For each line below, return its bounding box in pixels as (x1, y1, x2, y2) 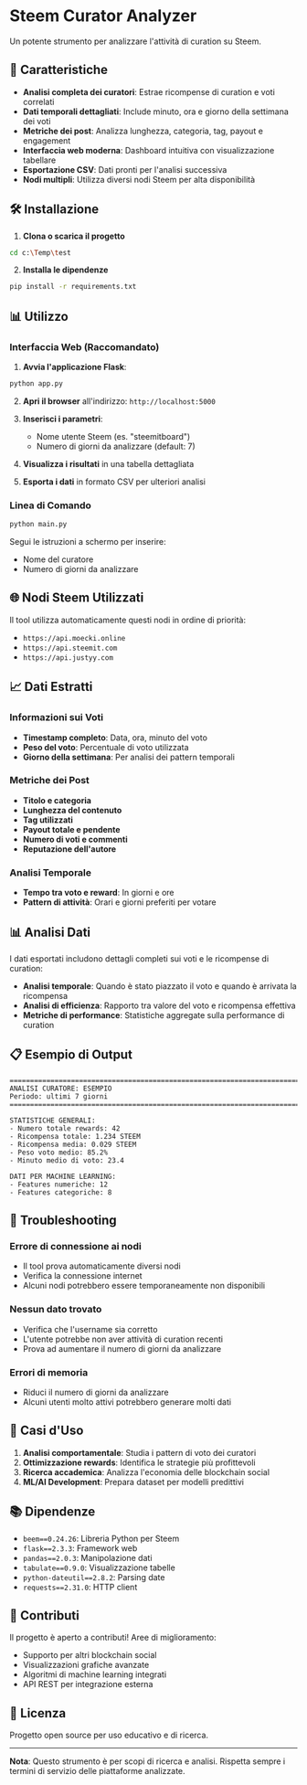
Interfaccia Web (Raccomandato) (9, 340, 160, 353)
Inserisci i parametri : (22, 413, 103, 424)
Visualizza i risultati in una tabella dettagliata (22, 458, 195, 469)
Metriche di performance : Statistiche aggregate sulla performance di (22, 1009, 285, 1020)
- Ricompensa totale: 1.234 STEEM (9, 1132, 142, 1141)
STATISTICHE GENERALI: (9, 1116, 96, 1125)
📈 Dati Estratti (9, 679, 93, 695)
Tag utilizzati (22, 814, 73, 825)
